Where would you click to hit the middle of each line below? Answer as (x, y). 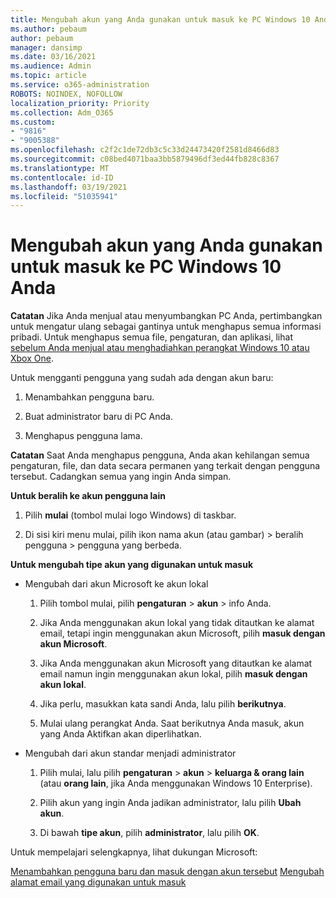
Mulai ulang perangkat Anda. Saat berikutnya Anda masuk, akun (172, 723)
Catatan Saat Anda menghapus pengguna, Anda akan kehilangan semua (160, 455)
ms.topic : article (48, 76)
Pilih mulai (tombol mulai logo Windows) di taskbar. (130, 515)
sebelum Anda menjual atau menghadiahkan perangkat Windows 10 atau (160, 348)
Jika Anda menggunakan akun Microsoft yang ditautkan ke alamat (176, 663)
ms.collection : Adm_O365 (62, 112)
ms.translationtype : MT (60, 168)
